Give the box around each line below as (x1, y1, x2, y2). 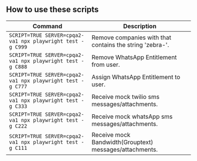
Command (32, 22, 63, 30)
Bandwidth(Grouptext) (91, 138, 154, 146)
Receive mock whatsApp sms (91, 112, 173, 121)
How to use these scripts (6, 5, 99, 15)
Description (123, 22, 157, 30)
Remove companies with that (91, 33, 172, 42)
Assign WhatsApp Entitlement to (91, 73, 181, 81)
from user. (91, 60, 120, 68)
